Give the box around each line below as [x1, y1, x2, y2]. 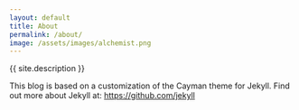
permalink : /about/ [9, 30, 83, 39]
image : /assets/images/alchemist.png [9, 38, 152, 48]
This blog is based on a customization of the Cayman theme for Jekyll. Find [9, 80, 291, 91]
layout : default [9, 13, 70, 23]
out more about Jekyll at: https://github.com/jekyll [9, 90, 196, 101]
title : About [9, 22, 59, 31]
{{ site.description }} [9, 63, 86, 74]
